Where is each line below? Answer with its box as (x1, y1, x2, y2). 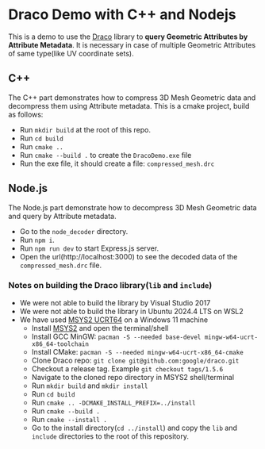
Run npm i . (19, 235, 56, 244)
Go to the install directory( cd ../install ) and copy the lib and (31, 423, 238, 432)
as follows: (8, 109, 44, 119)
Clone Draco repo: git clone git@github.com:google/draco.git (31, 355, 240, 365)
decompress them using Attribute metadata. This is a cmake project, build (8, 101, 250, 110)
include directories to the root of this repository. (31, 431, 189, 441)
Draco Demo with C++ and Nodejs (8, 6, 236, 24)
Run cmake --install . (31, 414, 107, 424)
